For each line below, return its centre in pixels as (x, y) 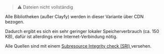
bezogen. (15, 22)
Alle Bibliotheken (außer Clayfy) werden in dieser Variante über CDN (74, 16)
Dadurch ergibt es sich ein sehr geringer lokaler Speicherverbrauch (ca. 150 (82, 31)
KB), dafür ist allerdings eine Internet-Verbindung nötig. (61, 37)
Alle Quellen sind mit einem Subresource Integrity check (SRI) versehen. (78, 46)
